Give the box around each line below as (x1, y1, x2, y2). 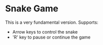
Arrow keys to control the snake (12, 29, 78, 35)
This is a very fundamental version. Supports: (5, 19, 99, 25)
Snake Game (5, 3, 59, 14)
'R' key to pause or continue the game (12, 34, 91, 40)
